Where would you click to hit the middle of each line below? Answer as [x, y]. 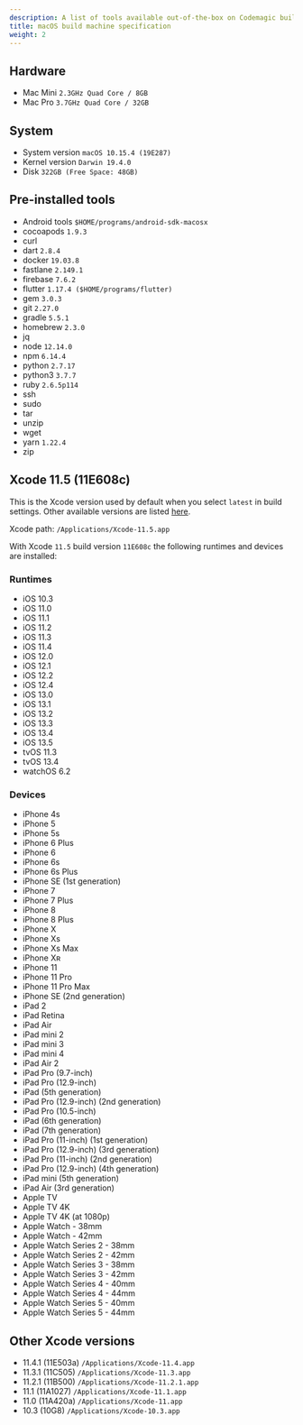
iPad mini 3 [43, 1044]
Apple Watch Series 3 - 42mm [78, 1274]
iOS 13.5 [37, 742]
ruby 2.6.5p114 [50, 384]
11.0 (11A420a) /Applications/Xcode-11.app [102, 1401]
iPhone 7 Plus [48, 901]
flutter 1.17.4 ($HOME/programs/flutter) [97, 289]
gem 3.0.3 [42, 298]
